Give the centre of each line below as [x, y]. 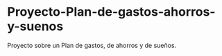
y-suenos [35, 26]
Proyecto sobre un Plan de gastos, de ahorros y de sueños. [92, 45]
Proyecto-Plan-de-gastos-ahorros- [111, 12]
